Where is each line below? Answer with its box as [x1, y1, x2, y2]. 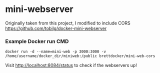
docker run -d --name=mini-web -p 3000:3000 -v [5, 49, 106, 54]
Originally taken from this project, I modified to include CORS [5, 20, 131, 26]
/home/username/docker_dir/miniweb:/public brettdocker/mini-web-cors [5, 53, 155, 58]
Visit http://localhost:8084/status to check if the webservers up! [5, 62, 137, 68]
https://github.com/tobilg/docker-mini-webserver [5, 25, 107, 31]
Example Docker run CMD [5, 37, 69, 44]
